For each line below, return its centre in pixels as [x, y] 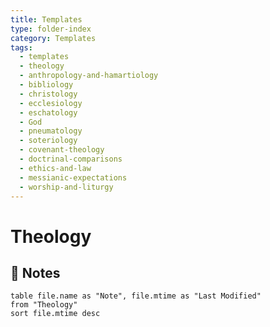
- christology [48, 94]
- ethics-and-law [55, 168]
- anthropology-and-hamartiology [89, 76]
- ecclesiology [51, 103]
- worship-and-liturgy [66, 187]
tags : [21, 47]
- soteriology [48, 141]
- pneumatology [51, 131]
